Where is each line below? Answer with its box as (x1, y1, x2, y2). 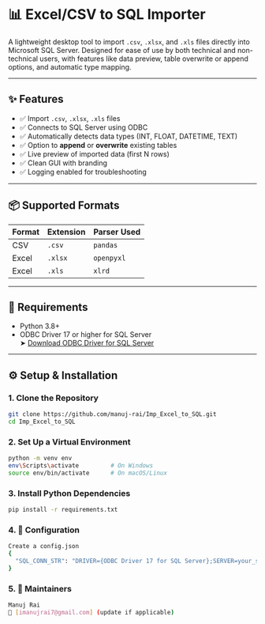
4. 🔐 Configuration (8, 524, 80, 535)
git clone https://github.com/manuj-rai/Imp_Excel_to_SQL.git (8, 410, 217, 418)
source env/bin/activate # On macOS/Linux (8, 469, 168, 477)
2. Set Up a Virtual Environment (8, 436, 132, 447)
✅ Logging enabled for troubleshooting (19, 167, 147, 176)
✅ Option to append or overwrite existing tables (19, 140, 177, 149)
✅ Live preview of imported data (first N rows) (19, 149, 170, 158)
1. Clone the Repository (8, 392, 99, 403)
